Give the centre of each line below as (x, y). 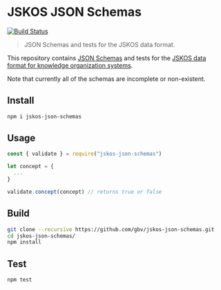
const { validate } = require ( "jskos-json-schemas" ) (85, 154)
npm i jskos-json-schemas (44, 116)
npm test (20, 280)
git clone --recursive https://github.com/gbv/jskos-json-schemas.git (111, 229)
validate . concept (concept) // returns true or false (85, 192)
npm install (24, 242)
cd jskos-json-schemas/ (41, 236)
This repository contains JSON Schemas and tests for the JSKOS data (107, 58)
